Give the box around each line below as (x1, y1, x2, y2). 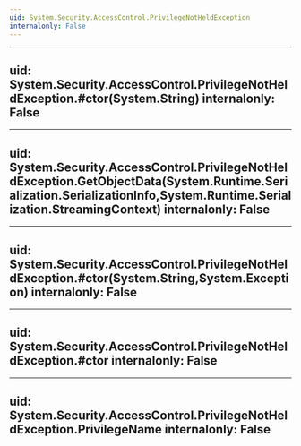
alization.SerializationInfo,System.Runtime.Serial (9, 187, 292, 202)
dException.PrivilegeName (9, 422, 163, 437)
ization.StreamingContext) (9, 202, 161, 217)
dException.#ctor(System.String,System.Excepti (9, 270, 289, 286)
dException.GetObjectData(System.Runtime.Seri (9, 174, 288, 189)
